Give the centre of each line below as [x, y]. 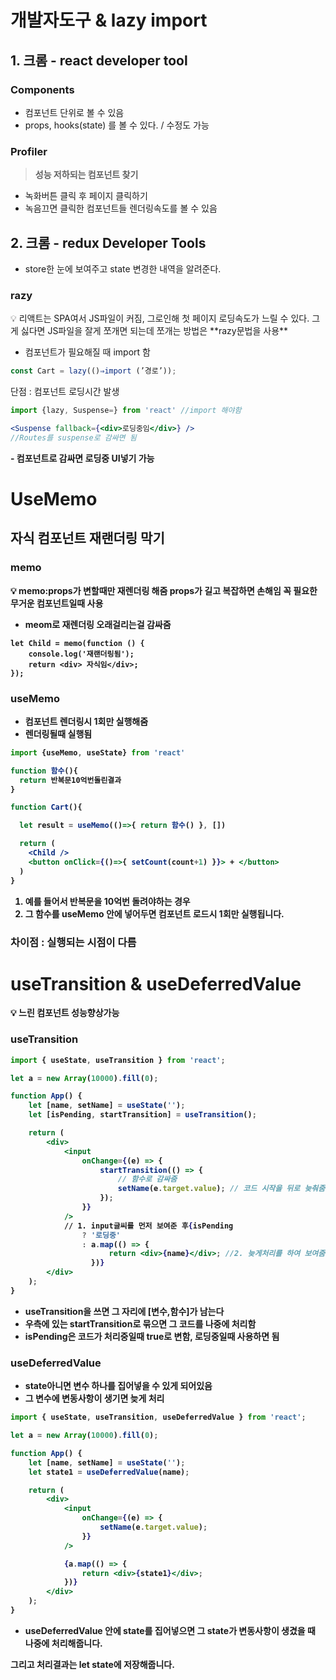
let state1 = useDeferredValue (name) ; [109, 1472]
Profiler [29, 151]
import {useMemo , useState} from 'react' [98, 752]
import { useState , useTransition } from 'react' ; [118, 1060]
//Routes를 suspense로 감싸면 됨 [73, 437]
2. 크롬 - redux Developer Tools [108, 242]
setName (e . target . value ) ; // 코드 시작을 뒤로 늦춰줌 [221, 1189]
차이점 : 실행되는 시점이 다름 [73, 942]
